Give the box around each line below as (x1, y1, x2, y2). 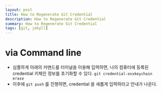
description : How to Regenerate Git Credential (5, 16, 106, 21)
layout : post (5, 7, 32, 12)
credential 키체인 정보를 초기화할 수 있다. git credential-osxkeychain (12, 71, 152, 77)
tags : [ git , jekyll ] (5, 26, 48, 31)
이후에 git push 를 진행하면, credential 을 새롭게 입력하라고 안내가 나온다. (12, 81, 157, 87)
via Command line (5, 47, 81, 59)
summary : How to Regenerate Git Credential (5, 21, 97, 26)
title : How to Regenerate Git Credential (5, 12, 93, 17)
